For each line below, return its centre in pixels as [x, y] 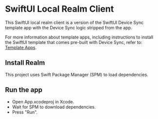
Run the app [24, 90]
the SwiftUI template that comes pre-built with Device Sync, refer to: [74, 42]
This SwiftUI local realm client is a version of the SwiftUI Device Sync [74, 22]
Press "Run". [25, 112]
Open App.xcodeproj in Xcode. [43, 101]
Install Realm [25, 63]
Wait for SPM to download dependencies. [54, 107]
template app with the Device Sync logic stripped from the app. [69, 27]
